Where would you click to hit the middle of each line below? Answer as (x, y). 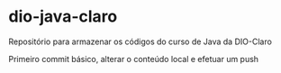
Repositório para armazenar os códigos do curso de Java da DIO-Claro (140, 41)
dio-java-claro (63, 17)
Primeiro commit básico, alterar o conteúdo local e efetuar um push (133, 59)
